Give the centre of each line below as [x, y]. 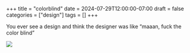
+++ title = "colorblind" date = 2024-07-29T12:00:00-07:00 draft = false [95, 9]
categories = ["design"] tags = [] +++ [52, 15]
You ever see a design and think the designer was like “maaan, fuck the [94, 26]
